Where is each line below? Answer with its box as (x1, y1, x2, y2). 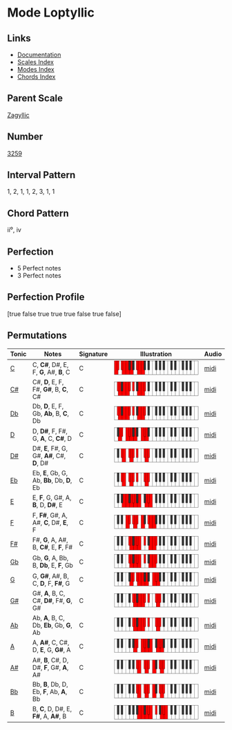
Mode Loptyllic (7, 5, 95, 21)
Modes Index (17, 66, 55, 73)
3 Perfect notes (17, 271, 62, 280)
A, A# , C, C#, (32, 638, 70, 647)
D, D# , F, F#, (32, 426, 68, 435)
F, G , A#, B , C (32, 368, 70, 376)
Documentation (17, 50, 61, 59)
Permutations (7, 330, 67, 342)
